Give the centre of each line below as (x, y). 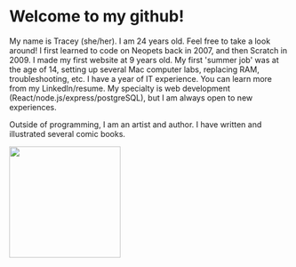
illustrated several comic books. (68, 133)
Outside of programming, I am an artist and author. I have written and (136, 124)
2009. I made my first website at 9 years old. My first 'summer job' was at (144, 60)
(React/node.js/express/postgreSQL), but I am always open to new (131, 97)
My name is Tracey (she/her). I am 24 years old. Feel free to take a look (140, 41)
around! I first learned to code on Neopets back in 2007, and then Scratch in (148, 50)
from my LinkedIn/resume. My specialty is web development (120, 88)
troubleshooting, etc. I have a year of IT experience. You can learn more (141, 78)
